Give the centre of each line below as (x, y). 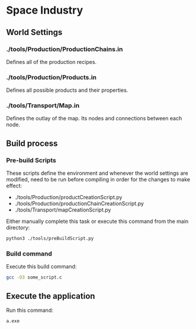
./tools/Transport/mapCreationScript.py (63, 210)
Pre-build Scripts (31, 160)
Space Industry (45, 10)
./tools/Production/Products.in (51, 77)
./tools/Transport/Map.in (43, 106)
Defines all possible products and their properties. (67, 90)
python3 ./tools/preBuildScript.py (50, 239)
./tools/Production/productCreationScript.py (68, 197)
